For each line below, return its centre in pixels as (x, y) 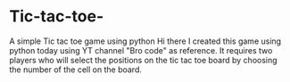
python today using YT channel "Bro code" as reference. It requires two (141, 50)
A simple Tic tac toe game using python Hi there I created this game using (145, 41)
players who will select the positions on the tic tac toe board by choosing (144, 60)
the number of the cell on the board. (76, 70)
